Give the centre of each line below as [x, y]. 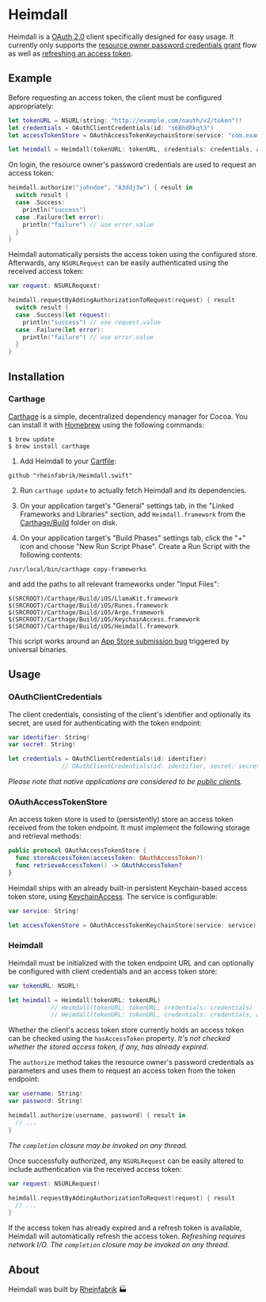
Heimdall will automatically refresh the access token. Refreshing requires [127, 1236]
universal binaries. [38, 649]
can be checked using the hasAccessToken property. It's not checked [120, 1039]
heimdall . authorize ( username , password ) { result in [97, 1116]
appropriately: [31, 106]
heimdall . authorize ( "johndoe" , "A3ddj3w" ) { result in [101, 188]
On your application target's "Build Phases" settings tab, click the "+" [133, 538]
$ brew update [32, 439]
